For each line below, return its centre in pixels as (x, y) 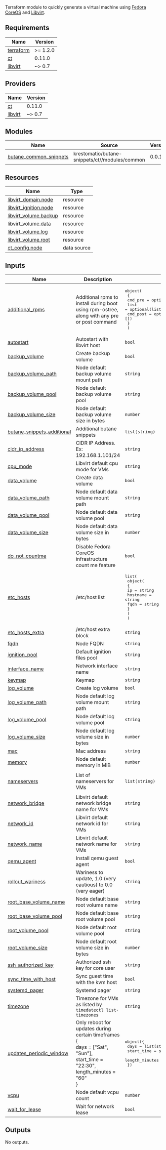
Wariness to (90, 872)
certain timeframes (98, 1035)
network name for (96, 844)
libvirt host (88, 345)
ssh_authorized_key (31, 965)
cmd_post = (139, 314)
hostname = (139, 595)
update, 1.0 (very (96, 879)
